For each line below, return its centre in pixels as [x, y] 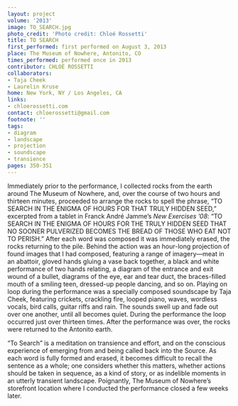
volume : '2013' [30, 21]
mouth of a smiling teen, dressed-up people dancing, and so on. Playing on [118, 284]
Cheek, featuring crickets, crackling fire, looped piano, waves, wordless [112, 299]
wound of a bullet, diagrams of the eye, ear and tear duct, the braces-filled [117, 276]
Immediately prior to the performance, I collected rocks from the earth [110, 186]
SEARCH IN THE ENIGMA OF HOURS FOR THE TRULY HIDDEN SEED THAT [117, 224]
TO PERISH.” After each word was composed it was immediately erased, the [119, 238]
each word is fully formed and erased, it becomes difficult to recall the [110, 358]
